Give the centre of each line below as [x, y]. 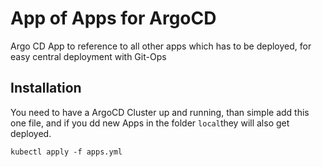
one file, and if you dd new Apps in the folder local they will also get [150, 123]
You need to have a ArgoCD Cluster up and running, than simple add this [160, 112]
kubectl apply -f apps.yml [66, 152]
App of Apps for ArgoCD [113, 18]
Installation [46, 88]
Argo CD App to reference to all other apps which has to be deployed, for [161, 46]
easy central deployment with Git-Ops [88, 56]
